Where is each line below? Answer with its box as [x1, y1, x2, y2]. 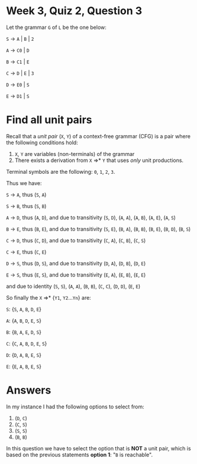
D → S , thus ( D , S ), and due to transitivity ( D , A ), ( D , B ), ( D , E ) [6, 259, 146, 267]
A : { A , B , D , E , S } [6, 317, 41, 324]
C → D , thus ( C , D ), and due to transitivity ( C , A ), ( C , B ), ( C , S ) [6, 236, 146, 244]
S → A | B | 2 [6, 35, 34, 42]
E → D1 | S [6, 92, 30, 99]
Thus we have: [6, 179, 42, 187]
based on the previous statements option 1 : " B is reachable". [6, 451, 153, 458]
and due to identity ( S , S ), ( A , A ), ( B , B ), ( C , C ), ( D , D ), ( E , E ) [6, 283, 141, 290]
